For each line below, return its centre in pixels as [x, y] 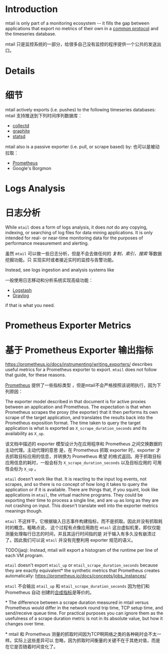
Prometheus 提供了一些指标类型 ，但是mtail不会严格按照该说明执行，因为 [81, 385]
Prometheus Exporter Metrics [68, 326]
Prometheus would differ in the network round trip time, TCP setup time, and [84, 608]
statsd [19, 136]
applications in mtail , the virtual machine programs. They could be [74, 495]
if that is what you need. [30, 305]
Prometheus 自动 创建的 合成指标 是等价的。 [50, 592]
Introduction [32, 9]
